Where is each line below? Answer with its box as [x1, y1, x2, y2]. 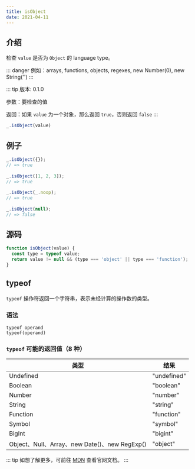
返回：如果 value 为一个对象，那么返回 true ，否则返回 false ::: [6, 111, 158, 118]
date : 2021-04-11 [6, 14, 49, 20]
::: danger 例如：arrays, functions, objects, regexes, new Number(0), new [6, 67, 185, 74]
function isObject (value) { [6, 245, 75, 251]
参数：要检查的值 [6, 98, 48, 105]
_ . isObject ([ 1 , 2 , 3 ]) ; [6, 173, 65, 179]
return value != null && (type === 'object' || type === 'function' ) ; [11, 257, 189, 263]
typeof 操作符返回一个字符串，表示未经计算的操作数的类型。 [6, 295, 153, 302]
